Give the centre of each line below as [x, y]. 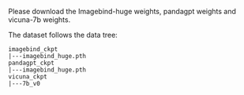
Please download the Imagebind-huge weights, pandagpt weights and [122, 11]
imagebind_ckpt [33, 49]
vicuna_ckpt [28, 77]
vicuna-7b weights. [39, 20]
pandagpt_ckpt [32, 63]
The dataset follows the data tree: [63, 35]
